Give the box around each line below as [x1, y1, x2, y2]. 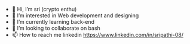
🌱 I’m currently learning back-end [11, 18, 94, 25]
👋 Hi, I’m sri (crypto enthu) [11, 6, 77, 12]
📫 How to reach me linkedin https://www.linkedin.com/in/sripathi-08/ [11, 32, 184, 38]
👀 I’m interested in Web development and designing [11, 12, 139, 19]
